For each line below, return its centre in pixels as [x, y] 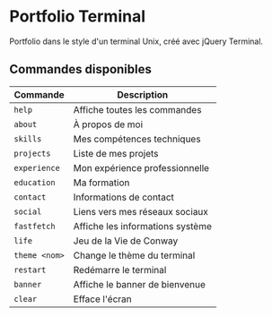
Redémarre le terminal [120, 270]
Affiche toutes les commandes [137, 109]
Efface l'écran [102, 299]
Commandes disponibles [81, 69]
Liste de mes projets [116, 153]
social [28, 211]
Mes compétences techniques [137, 139]
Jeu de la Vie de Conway [126, 241]
